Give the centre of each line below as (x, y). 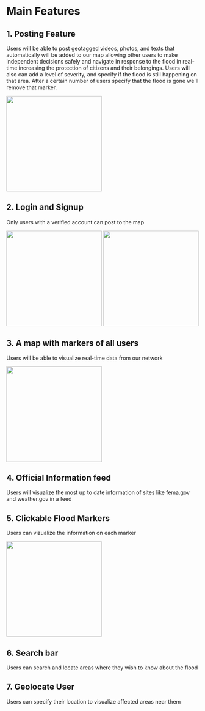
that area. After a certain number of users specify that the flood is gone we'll (103, 81)
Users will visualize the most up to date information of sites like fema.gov (98, 492)
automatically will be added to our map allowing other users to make (92, 55)
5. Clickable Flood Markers (58, 518)
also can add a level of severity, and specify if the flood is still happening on (102, 74)
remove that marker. (32, 87)
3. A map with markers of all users (73, 343)
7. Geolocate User (41, 687)
